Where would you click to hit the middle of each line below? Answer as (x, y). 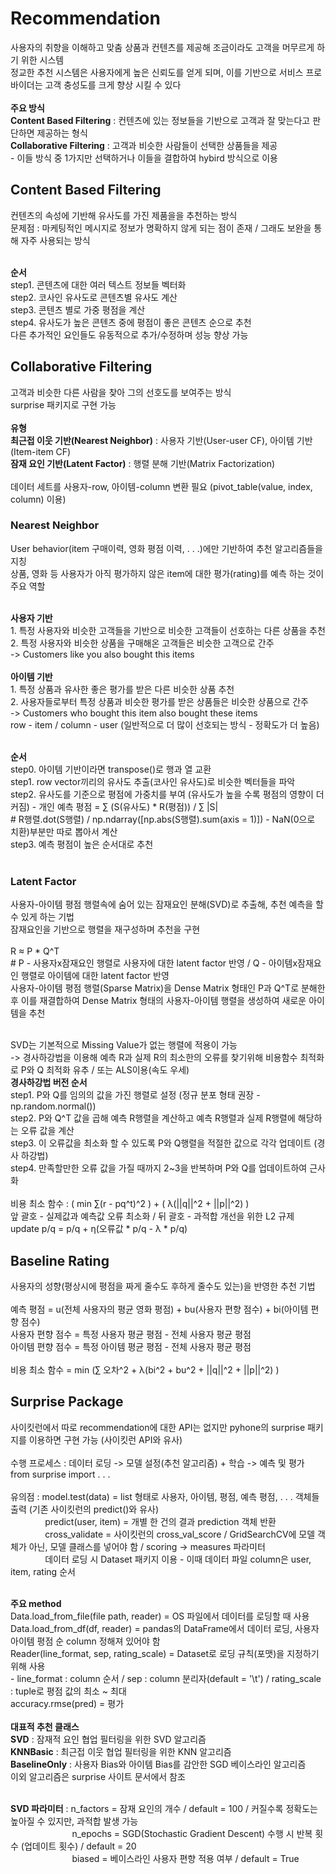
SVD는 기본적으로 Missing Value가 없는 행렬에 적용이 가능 (124, 1045)
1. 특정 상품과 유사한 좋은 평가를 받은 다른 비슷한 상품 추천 (122, 689)
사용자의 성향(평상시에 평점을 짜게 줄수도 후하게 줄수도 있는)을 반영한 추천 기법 (163, 1286)
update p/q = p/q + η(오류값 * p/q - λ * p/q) (99, 1229)
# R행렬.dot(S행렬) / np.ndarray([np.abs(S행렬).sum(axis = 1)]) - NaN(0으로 (163, 819)
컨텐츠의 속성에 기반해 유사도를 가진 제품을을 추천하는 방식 (124, 215)
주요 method (36, 1603)
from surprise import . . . (60, 1474)
